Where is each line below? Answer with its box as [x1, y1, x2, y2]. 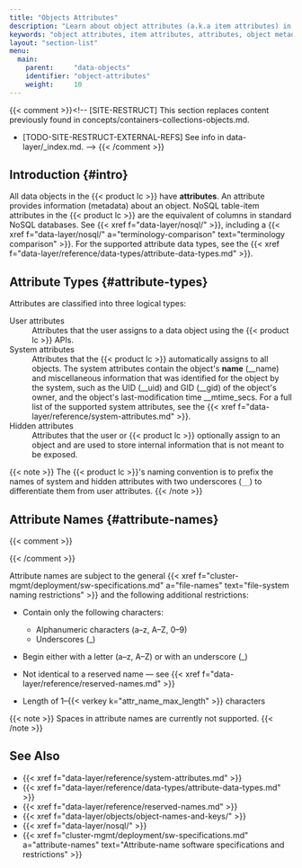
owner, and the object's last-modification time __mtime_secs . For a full [31, 392, 292, 403]
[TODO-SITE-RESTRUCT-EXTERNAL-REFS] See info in [22, 131, 225, 142]
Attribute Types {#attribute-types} [9, 274, 209, 289]
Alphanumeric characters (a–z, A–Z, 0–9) [35, 624, 188, 635]
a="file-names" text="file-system [165, 580, 289, 591]
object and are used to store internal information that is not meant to [31, 439, 285, 450]
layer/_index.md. [22, 141, 84, 152]
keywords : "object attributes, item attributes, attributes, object [9, 30, 271, 39]
